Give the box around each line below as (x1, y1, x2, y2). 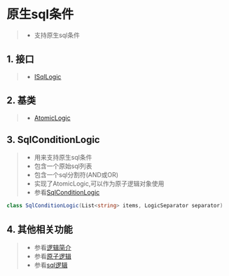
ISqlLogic (34, 72, 62, 81)
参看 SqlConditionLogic (34, 188, 100, 197)
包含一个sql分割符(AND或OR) (34, 171, 119, 179)
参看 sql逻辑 (34, 261, 68, 270)
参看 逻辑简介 (34, 243, 71, 252)
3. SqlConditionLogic (6, 134, 100, 146)
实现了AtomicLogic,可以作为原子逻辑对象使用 (34, 179, 165, 188)
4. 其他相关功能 (6, 223, 73, 235)
